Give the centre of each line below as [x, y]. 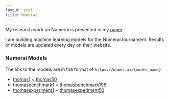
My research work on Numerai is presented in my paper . [65, 29]
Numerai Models [26, 58]
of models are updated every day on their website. [58, 45]
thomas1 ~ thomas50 [35, 79]
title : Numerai [21, 15]
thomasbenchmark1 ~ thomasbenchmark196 [59, 85]
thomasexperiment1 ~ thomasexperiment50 [58, 90]
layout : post [19, 10]
